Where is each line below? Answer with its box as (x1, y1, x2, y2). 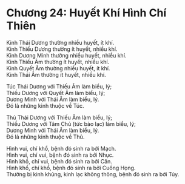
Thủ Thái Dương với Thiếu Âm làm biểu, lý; (6, 114, 113, 121)
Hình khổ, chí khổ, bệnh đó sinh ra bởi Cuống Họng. (6, 164, 136, 171)
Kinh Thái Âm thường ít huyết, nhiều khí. (6, 71, 106, 78)
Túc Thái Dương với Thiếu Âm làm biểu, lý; (6, 82, 112, 90)
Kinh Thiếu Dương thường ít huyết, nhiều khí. (6, 45, 118, 53)
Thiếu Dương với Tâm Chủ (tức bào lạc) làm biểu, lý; (6, 120, 136, 127)
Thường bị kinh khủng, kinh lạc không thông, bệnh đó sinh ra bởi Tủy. (6, 170, 180, 178)
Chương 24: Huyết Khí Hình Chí (6, 6, 167, 20)
